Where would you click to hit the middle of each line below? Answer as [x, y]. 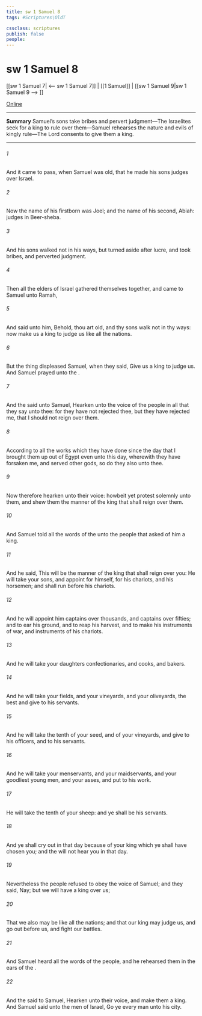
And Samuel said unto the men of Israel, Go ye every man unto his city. [94, 1006]
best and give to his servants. [43, 702]
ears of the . [21, 968]
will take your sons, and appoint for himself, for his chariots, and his [90, 580]
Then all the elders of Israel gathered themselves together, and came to [95, 288]
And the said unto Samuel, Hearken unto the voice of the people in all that [98, 405]
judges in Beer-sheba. [34, 217]
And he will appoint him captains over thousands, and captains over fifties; [99, 618]
